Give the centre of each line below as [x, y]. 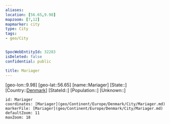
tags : [11, 34]
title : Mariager [22, 71]
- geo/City [17, 39]
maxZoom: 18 [18, 117]
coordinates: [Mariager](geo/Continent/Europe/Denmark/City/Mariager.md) [86, 104]
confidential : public [28, 61]
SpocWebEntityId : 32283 [31, 52]
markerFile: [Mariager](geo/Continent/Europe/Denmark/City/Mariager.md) [84, 109]
